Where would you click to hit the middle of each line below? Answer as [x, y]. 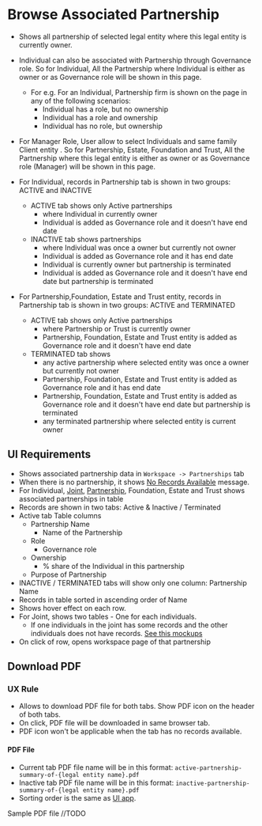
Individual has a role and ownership [100, 117]
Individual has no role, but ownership [103, 126]
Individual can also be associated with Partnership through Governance [135, 60]
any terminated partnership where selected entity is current [139, 421]
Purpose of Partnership [69, 574]
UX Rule [23, 689]
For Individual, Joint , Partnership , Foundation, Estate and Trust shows [132, 490]
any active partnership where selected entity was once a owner [146, 362]
